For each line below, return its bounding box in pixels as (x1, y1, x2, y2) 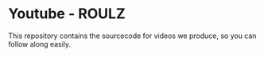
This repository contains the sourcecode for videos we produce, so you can (8, 31, 257, 40)
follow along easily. (8, 39, 72, 48)
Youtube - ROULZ (8, 5, 126, 23)
